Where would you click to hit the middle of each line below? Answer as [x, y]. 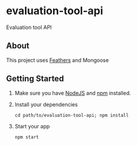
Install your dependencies [46, 104]
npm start [27, 137]
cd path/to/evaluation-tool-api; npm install [71, 115]
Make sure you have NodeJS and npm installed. [73, 93]
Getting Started [35, 79]
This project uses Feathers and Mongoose [58, 60]
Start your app [32, 126]
